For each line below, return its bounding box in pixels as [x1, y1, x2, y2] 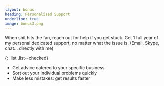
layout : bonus [5, 7, 35, 12]
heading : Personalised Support [5, 12, 70, 17]
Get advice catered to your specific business [12, 65, 105, 71]
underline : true [5, 16, 39, 21]
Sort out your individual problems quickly [12, 70, 97, 76]
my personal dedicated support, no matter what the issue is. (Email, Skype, [5, 40, 160, 46]
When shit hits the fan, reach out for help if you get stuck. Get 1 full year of [5, 35, 159, 41]
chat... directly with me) [5, 45, 54, 51]
